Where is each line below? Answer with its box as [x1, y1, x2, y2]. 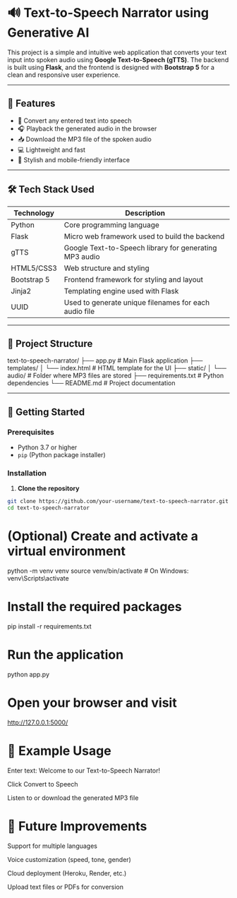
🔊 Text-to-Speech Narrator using [7, 5, 209, 21]
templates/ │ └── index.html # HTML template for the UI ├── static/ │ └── [7, 364, 227, 372]
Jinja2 [11, 286, 32, 296]
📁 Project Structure [7, 337, 93, 349]
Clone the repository [17, 484, 80, 493]
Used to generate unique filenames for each [63, 297, 210, 307]
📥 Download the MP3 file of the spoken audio [17, 135, 152, 143]
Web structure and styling [63, 263, 150, 273]
